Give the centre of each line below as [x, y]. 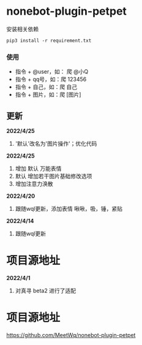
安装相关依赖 [22, 29]
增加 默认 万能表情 [38, 169]
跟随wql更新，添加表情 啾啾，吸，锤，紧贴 [69, 209]
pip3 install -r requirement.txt [49, 40]
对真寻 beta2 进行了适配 [46, 290]
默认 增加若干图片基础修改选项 [54, 176]
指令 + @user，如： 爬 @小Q [52, 72]
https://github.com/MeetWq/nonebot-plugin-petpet [71, 335]
